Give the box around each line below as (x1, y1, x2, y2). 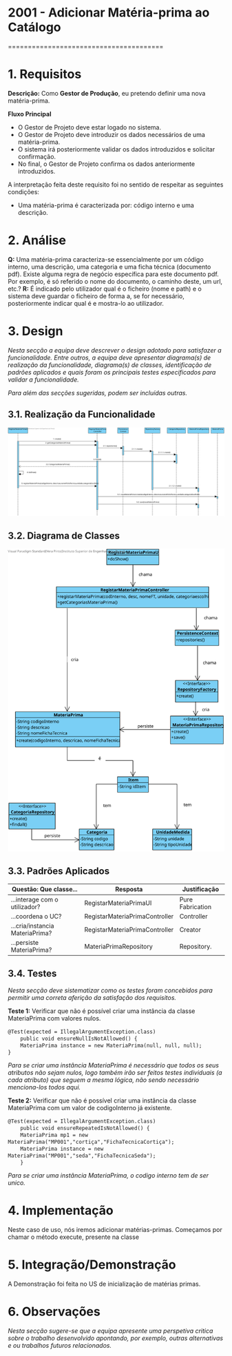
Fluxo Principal (8, 109, 52, 118)
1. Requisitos (8, 67, 82, 82)
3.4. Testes (8, 968, 57, 979)
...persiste (10, 939, 39, 947)
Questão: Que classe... (12, 885, 78, 893)
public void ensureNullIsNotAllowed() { (20, 1035, 138, 1042)
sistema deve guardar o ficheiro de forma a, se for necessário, (8, 291, 185, 300)
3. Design (8, 324, 63, 339)
